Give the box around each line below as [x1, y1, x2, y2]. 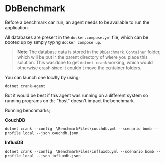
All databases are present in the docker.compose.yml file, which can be [5, 34, 149, 40]
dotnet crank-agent [5, 83, 46, 89]
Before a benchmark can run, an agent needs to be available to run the [5, 19, 150, 25]
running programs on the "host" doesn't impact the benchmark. [5, 97, 135, 104]
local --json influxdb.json [23, 153, 81, 158]
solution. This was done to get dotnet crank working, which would [17, 59, 153, 65]
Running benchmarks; [5, 107, 51, 113]
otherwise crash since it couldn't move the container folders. [17, 65, 142, 71]
